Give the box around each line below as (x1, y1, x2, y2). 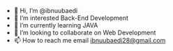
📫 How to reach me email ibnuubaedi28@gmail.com (13, 37, 166, 44)
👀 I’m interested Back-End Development (13, 14, 129, 22)
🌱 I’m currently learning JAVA (13, 21, 98, 29)
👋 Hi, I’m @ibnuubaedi (13, 7, 78, 14)
